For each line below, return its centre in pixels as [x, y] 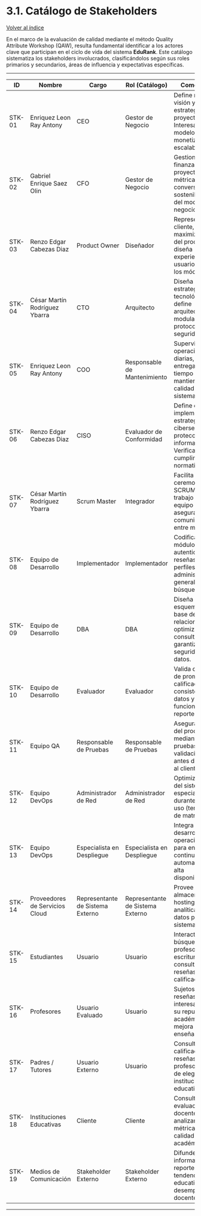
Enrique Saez [48, 183]
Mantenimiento [146, 377]
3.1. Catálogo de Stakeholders [82, 11]
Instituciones [48, 1117]
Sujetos [185, 989]
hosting [184, 902]
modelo [185, 132]
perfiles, [185, 567]
